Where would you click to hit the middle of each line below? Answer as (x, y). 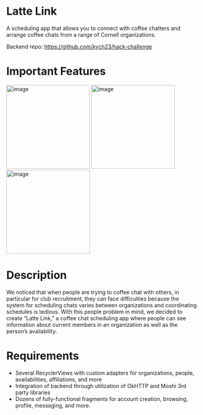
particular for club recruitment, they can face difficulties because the (93, 299)
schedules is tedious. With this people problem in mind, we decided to (94, 312)
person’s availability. (32, 331)
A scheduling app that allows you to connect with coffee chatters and (94, 28)
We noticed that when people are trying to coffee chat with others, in (93, 292)
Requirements (43, 356)
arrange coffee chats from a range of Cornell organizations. (81, 34)
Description (37, 275)
